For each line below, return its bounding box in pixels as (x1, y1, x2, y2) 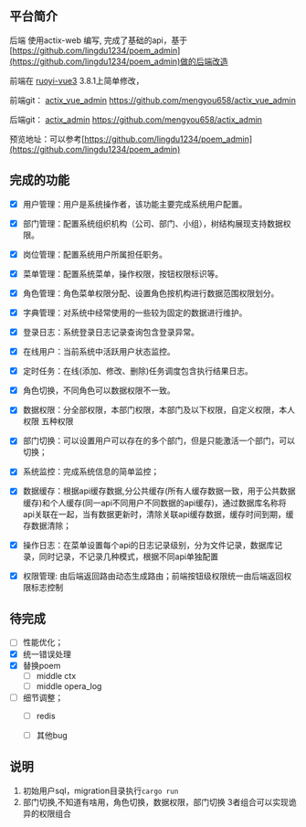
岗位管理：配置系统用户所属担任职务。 (22, 249, 167, 260)
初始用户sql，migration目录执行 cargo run (22, 785, 179, 796)
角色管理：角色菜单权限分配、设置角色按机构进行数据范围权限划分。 (22, 287, 280, 299)
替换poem (22, 660, 61, 671)
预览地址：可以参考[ (9, 133, 85, 144)
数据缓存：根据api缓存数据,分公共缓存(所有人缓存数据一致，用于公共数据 (22, 485, 296, 496)
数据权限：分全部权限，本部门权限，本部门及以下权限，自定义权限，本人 (22, 405, 295, 416)
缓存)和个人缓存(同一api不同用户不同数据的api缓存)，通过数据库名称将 (22, 497, 287, 508)
